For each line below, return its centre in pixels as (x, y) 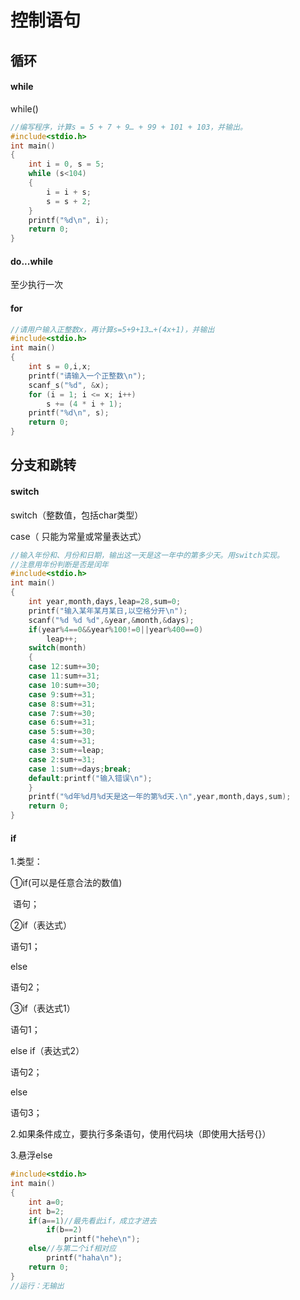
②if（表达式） (41, 925)
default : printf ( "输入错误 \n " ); (90, 778)
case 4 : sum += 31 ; (62, 741)
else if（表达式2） (47, 1051)
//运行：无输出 (37, 1286)
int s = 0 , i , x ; (60, 367)
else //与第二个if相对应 (72, 1249)
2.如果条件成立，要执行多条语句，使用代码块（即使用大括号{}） (141, 1134)
